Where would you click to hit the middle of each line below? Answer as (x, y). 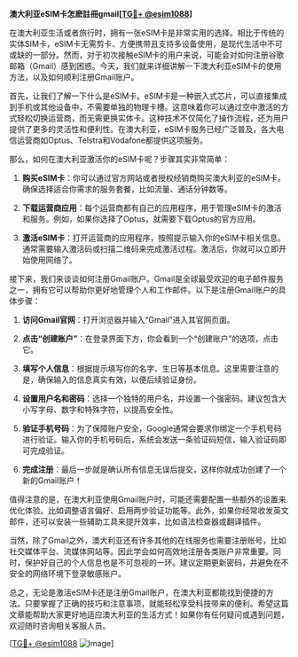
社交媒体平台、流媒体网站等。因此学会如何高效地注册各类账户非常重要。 (141, 551)
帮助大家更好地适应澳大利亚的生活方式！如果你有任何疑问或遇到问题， (161, 614)
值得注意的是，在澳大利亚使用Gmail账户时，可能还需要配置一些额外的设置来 (148, 499)
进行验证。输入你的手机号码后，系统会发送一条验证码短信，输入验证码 (150, 439)
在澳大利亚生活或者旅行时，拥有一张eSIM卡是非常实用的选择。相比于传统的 (147, 33)
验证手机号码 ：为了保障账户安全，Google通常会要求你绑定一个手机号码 (152, 428)
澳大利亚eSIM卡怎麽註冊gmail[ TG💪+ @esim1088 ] (101, 14)
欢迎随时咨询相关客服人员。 (60, 626)
